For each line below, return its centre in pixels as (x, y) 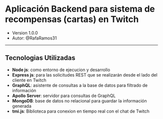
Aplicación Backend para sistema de (80, 9)
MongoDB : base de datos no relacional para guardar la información (79, 100)
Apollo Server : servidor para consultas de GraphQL (64, 96)
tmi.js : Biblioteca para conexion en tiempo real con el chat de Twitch (81, 111)
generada (22, 106)
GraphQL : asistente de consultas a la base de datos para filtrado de (80, 85)
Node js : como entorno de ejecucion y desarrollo (61, 70)
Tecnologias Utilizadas (40, 58)
